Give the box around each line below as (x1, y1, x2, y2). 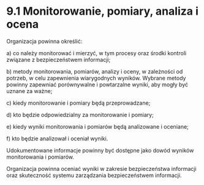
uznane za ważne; (6, 87, 53, 94)
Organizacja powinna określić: (6, 37, 83, 45)
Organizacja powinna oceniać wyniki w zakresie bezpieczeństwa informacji (6, 165, 197, 172)
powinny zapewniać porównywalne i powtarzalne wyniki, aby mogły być (6, 81, 189, 88)
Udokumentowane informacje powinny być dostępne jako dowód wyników (6, 146, 194, 154)
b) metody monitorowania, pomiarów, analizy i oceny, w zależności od (6, 67, 183, 75)
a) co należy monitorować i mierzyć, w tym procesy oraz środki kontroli (6, 49, 187, 56)
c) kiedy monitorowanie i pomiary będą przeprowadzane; (6, 99, 151, 107)
